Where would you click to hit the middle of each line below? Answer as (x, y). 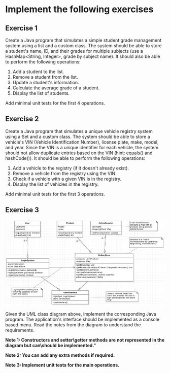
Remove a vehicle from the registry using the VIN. (64, 173)
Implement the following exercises (79, 9)
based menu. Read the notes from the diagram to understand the (73, 325)
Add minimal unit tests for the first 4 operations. (55, 103)
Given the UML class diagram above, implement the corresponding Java (81, 314)
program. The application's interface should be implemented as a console (82, 319)
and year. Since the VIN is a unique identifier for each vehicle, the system (82, 147)
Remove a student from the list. (45, 77)
